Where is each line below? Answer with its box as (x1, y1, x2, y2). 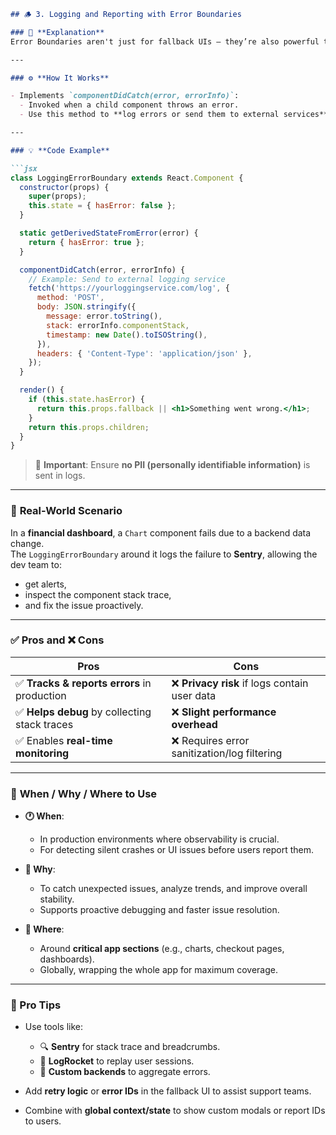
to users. (24, 1115, 62, 1127)
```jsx (10, 163, 38, 174)
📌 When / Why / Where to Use (10, 786, 158, 800)
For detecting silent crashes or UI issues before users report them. (39, 844, 315, 856)
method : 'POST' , (36, 293, 105, 303)
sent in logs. (34, 470, 86, 482)
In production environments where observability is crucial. (39, 833, 280, 845)
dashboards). (39, 953, 95, 965)
